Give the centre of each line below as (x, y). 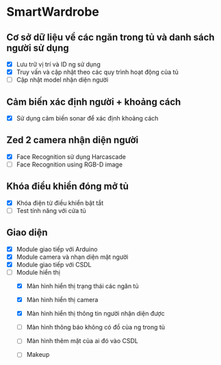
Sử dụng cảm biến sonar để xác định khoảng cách (87, 118)
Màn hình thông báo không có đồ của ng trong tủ (96, 327)
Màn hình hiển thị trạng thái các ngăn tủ (82, 286)
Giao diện (27, 232)
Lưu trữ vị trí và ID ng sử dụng (58, 64)
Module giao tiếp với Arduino (57, 249)
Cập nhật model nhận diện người (62, 80)
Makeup (38, 355)
